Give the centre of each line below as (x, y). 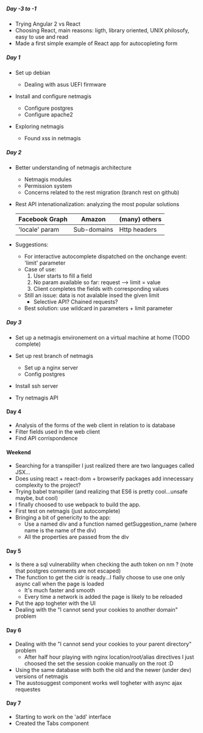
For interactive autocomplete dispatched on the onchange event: (105, 256)
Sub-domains (94, 229)
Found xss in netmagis (52, 138)
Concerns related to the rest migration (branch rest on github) (102, 192)
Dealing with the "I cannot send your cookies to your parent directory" (103, 644)
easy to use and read (42, 37)
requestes (28, 689)
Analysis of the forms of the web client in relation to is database (95, 425)
